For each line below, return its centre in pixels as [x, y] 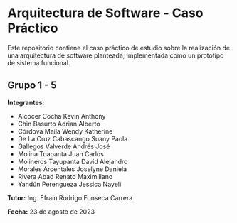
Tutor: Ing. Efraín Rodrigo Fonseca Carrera [70, 197]
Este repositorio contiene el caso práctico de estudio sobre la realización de [119, 48]
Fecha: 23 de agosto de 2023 [51, 212]
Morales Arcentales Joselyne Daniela [72, 169]
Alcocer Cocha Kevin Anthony [62, 116]
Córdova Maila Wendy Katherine [65, 131]
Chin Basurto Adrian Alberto [59, 124]
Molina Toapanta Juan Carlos [61, 153]
